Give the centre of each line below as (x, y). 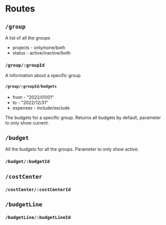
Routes (20, 9)
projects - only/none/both (39, 47)
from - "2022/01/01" (33, 97)
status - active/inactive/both (41, 53)
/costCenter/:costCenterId (38, 189)
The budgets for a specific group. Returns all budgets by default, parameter (83, 117)
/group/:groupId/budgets (31, 86)
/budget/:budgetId (27, 161)
